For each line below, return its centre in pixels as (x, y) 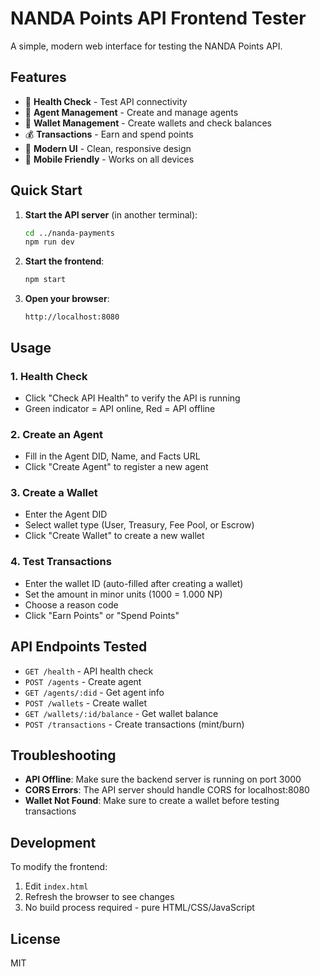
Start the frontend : (64, 261)
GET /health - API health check (89, 671)
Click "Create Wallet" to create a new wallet (114, 536)
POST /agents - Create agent (83, 681)
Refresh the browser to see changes (99, 897)
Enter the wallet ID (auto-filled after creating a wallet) (134, 583)
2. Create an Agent (57, 434)
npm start (45, 280)
